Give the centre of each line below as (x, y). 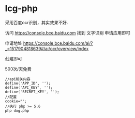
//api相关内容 (18, 79)
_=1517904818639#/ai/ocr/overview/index (47, 49)
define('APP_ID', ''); (28, 83)
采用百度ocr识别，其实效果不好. (37, 22)
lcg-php (21, 8)
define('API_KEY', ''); (29, 87)
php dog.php (17, 110)
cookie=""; (16, 101)
